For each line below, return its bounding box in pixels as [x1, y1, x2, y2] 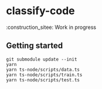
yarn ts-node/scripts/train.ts [6, 72, 83, 78]
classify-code [6, 4, 75, 18]
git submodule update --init [6, 56, 77, 62]
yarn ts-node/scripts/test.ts [6, 77, 80, 83]
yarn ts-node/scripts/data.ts [6, 67, 80, 72]
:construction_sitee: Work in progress [6, 24, 97, 31]
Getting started [6, 41, 63, 51]
